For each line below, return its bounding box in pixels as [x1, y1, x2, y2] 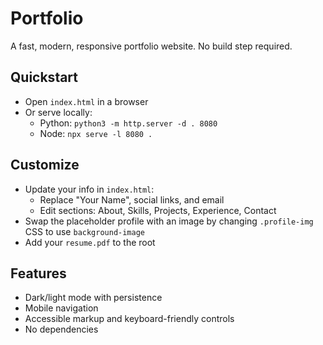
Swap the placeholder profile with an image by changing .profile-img [24, 215, 314, 227]
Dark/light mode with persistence [24, 292, 163, 304]
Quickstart [10, 69, 79, 86]
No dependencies [24, 323, 99, 336]
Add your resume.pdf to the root [24, 236, 156, 248]
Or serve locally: [24, 106, 93, 118]
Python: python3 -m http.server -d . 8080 [39, 117, 218, 129]
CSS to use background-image [24, 225, 146, 237]
